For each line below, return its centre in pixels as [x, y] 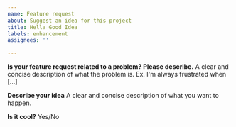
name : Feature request [41, 14]
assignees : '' [28, 40]
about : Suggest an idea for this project [70, 21]
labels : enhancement [38, 34]
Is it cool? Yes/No [33, 117]
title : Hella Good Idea [43, 27]
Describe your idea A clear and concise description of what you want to [113, 96]
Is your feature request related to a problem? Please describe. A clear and [118, 67]
